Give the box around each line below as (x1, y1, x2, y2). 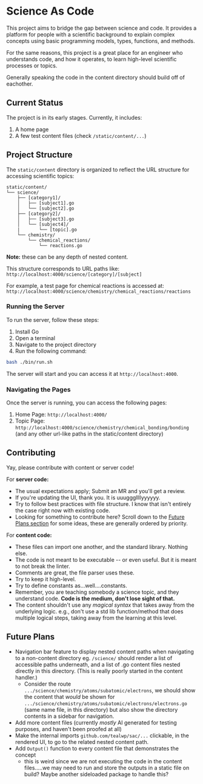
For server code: (6, 476, 49, 483)
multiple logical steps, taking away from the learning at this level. (15, 614, 177, 621)
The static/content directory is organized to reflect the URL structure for (6, 166, 190, 173)
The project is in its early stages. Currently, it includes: (6, 114, 142, 121)
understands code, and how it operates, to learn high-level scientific (6, 55, 177, 63)
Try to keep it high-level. (15, 575, 76, 582)
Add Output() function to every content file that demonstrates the (15, 745, 179, 752)
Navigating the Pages (6, 385, 71, 394)
